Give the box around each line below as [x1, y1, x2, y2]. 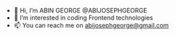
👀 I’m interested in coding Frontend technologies [13, 14, 153, 22]
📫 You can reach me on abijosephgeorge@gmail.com [13, 21, 169, 29]
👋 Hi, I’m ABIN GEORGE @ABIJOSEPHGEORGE [13, 7, 147, 14]
